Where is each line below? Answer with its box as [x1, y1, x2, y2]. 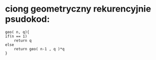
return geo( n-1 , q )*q [14, 46, 65, 51]
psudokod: [5, 14, 50, 25]
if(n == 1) [5, 34, 27, 39]
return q [14, 38, 32, 43]
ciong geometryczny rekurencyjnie [5, 3, 151, 15]
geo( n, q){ [5, 30, 29, 34]
